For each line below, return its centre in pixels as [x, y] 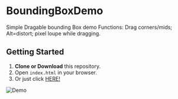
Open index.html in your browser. [56, 72]
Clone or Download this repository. [58, 66]
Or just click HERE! [37, 78]
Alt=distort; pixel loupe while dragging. [53, 33]
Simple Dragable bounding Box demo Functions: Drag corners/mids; [89, 27]
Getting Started [35, 52]
